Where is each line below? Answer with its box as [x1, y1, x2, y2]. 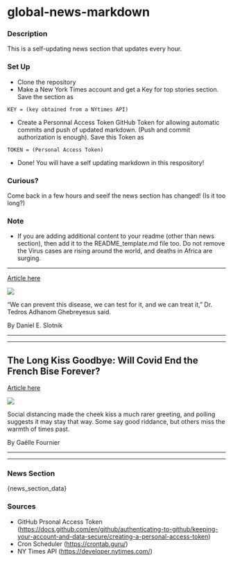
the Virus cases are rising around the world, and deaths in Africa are [17, 247, 213, 255]
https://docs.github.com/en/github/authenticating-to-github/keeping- [19, 525, 218, 533]
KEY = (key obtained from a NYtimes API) [7, 105, 129, 113]
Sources [7, 502, 36, 511]
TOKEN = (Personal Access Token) [7, 146, 104, 153]
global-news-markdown [7, 4, 150, 20]
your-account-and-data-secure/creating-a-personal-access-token [17, 532, 209, 540]
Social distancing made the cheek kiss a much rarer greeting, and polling [7, 410, 216, 418]
